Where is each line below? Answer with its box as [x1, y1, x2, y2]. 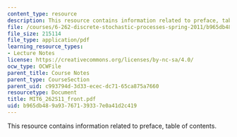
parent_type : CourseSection [7, 76, 90, 83]
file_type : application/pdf [7, 37, 90, 44]
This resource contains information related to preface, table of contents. [7, 121, 217, 130]
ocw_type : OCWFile [7, 63, 61, 70]
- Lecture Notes [7, 50, 55, 57]
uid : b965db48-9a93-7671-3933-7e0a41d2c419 [7, 102, 138, 109]
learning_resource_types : [7, 43, 83, 50]
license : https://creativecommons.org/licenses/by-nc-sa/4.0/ [7, 56, 194, 64]
